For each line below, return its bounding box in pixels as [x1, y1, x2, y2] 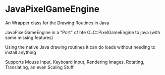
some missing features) [5, 35, 54, 40]
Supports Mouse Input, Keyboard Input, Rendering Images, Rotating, [5, 59, 145, 65]
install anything [5, 49, 36, 55]
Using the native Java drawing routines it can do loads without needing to [5, 44, 156, 50]
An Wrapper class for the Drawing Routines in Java [5, 20, 110, 26]
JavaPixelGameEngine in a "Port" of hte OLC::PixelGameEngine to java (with [5, 29, 161, 35]
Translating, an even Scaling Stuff [5, 64, 74, 70]
